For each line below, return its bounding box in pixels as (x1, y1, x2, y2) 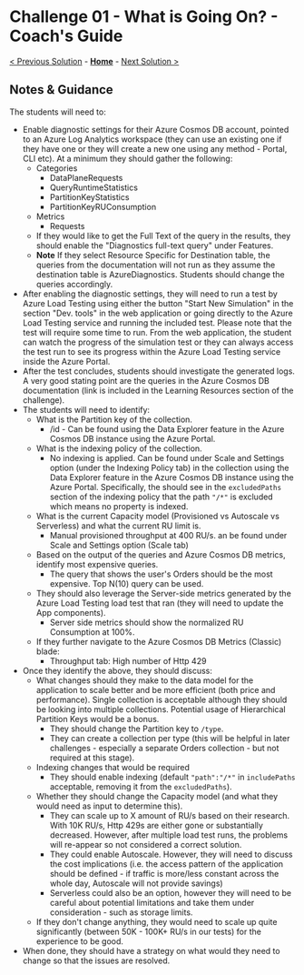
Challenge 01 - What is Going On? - (9, 6, 279, 27)
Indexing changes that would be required (35, 761, 191, 772)
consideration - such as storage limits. (49, 907, 193, 918)
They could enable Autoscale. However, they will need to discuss (49, 849, 293, 859)
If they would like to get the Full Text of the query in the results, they (35, 230, 291, 241)
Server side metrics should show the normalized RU (49, 617, 244, 628)
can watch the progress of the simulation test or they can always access (22, 337, 294, 347)
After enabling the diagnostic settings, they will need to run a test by (22, 288, 279, 299)
